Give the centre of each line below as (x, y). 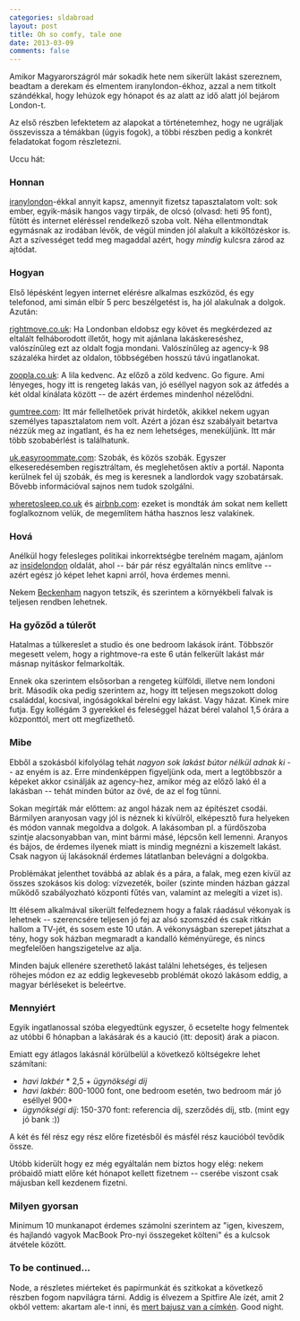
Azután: (24, 312)
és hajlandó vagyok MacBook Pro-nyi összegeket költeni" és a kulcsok (140, 1235)
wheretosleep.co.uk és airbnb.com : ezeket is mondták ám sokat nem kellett (149, 503)
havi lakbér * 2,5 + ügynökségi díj (85, 1081)
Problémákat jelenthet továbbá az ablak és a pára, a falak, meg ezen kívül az (150, 873)
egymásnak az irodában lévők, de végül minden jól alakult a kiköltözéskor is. (150, 231)
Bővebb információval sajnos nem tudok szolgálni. (102, 486)
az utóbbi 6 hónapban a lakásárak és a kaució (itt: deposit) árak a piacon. (144, 1036)
